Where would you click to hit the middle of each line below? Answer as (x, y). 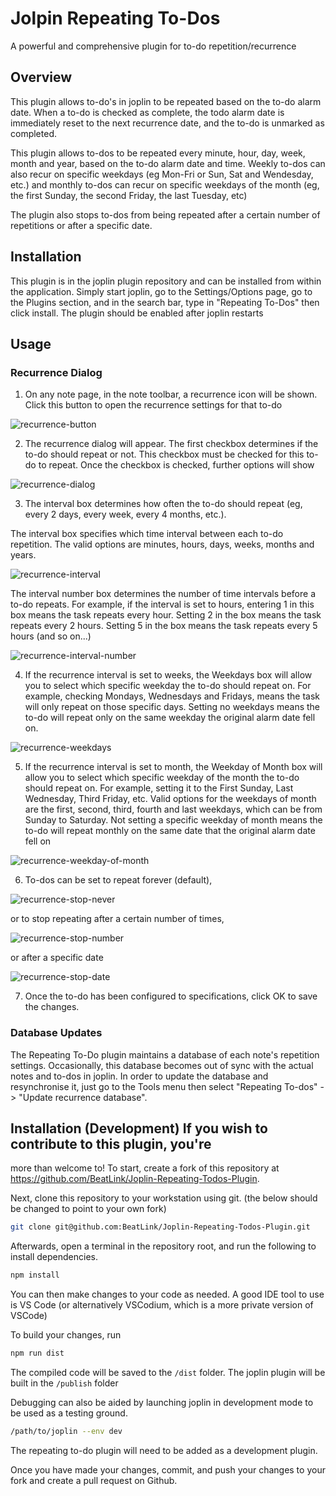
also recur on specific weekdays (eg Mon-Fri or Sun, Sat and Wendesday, (162, 174)
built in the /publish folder (64, 1383)
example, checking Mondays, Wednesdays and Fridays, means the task (172, 696)
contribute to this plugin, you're (111, 1143)
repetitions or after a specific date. (81, 225)
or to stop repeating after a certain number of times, (117, 919)
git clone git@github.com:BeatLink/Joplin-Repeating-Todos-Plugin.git (160, 1227)
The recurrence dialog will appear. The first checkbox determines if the (171, 444)
